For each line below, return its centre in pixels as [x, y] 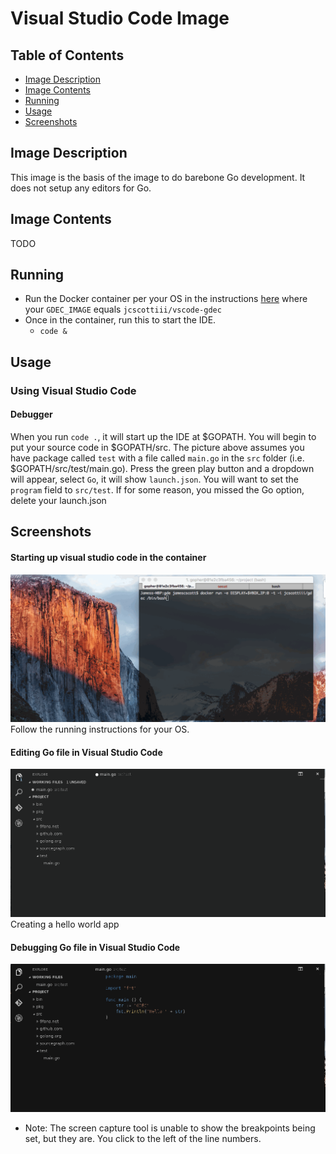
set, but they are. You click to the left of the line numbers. [143, 1139]
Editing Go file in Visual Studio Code [86, 752]
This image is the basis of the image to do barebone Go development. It [158, 177]
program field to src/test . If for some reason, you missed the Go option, [157, 489]
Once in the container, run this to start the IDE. [120, 320]
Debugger [31, 414]
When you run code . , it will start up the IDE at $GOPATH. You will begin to [163, 436]
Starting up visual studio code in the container [108, 557]
